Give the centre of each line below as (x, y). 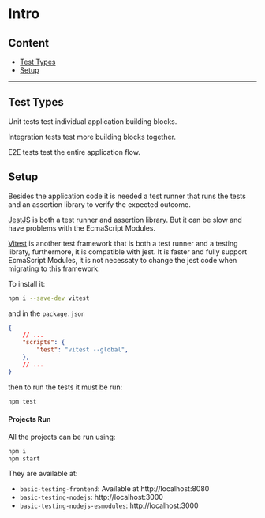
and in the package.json (47, 313)
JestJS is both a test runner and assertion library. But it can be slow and (125, 220)
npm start (24, 459)
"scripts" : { (44, 343)
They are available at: (43, 474)
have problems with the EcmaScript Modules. (82, 228)
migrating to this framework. (54, 268)
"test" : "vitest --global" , (82, 350)
